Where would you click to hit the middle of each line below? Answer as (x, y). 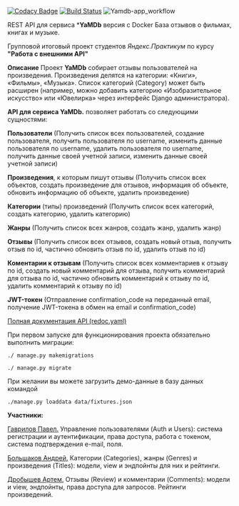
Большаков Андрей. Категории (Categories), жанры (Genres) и (102, 458)
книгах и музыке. (34, 32)
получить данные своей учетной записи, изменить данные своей (107, 156)
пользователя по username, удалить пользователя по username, (105, 148)
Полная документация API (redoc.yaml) (67, 321)
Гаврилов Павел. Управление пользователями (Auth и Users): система (115, 429)
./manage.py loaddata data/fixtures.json (70, 402)
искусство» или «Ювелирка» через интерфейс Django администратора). (118, 98)
